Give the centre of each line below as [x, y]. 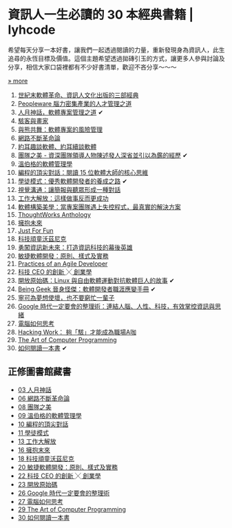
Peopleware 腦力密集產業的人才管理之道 [75, 103]
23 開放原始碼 [38, 484]
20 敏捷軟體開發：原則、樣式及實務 [68, 467]
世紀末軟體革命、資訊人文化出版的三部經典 [78, 95]
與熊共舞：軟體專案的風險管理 [60, 129]
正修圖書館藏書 [40, 372]
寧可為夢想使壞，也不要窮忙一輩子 [66, 297]
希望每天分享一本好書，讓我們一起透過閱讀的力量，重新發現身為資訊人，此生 [116, 50]
